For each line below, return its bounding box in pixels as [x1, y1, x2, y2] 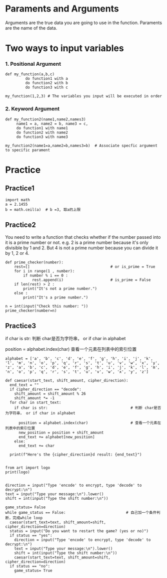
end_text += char [18, 444, 55, 449]
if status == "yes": [9, 533, 52, 538]
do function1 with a [25, 76, 68, 81]
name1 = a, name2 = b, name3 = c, [16, 121, 88, 126]
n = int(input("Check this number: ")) [5, 304, 88, 309]
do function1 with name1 [16, 125, 68, 130]
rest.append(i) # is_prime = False [31, 277, 151, 282]
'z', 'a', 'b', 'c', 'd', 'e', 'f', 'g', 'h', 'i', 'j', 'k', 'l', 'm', [5, 365, 160, 370]
